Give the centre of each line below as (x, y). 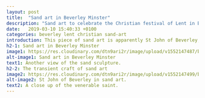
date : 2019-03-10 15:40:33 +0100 (52, 29)
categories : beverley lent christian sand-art (67, 35)
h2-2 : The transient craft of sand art (57, 68)
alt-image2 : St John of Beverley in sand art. (67, 80)
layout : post (23, 12)
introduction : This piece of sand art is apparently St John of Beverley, (103, 40)
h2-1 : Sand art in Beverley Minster (53, 46)
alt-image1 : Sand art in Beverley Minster (61, 57)
